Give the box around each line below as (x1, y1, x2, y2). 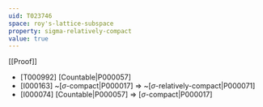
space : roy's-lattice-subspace (8, 19, 114, 28)
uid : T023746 (8, 11, 53, 20)
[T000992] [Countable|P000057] (19, 72, 132, 82)
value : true (8, 34, 49, 43)
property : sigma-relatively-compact (8, 27, 132, 35)
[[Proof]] (8, 57, 38, 66)
